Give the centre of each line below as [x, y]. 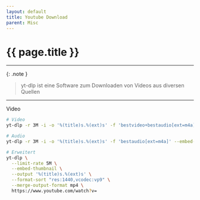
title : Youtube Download [37, 17]
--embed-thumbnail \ [37, 169]
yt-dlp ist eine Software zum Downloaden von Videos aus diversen [102, 85]
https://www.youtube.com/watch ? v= [54, 191]
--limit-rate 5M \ [35, 163]
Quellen [30, 92]
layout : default [26, 12]
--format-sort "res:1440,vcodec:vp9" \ [61, 180]
